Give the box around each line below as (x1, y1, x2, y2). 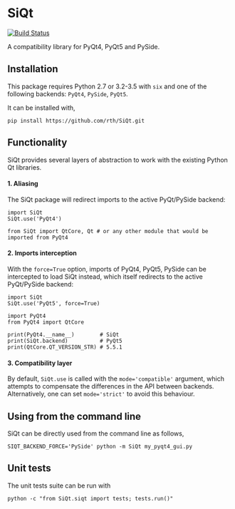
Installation (7, 63, 58, 76)
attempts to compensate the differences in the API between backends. (7, 382, 214, 391)
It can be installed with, (7, 103, 76, 112)
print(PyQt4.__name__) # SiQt (7, 331, 120, 338)
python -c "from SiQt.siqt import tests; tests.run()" (7, 495, 174, 502)
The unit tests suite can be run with (7, 481, 111, 490)
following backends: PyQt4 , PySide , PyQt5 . (7, 89, 128, 98)
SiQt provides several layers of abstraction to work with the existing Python (7, 155, 228, 164)
